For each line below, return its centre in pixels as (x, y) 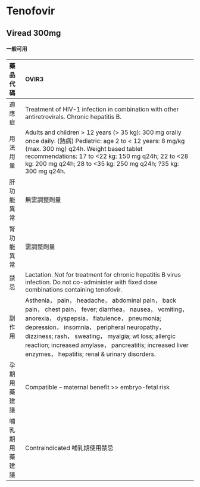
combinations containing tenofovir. (74, 289)
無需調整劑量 (43, 200)
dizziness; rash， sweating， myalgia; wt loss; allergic (101, 336)
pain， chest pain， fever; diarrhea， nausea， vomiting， (107, 309)
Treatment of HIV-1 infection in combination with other (102, 109)
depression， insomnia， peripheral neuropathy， (95, 327)
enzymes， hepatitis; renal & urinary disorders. (90, 354)
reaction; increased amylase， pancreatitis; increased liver (107, 345)
